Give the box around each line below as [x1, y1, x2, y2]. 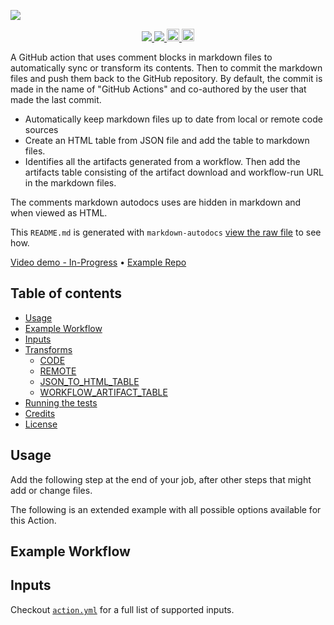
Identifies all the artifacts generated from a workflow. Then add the [24, 156, 301, 167]
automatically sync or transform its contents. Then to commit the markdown [10, 62, 323, 74]
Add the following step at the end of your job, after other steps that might [10, 473, 312, 485]
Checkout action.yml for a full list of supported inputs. [10, 603, 235, 615]
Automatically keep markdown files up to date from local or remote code [24, 113, 323, 125]
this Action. [10, 514, 57, 526]
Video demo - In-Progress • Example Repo [10, 256, 187, 268]
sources [24, 124, 59, 135]
